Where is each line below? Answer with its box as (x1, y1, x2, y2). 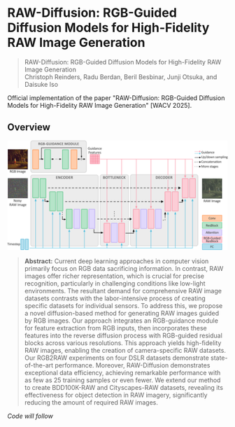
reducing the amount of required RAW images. (24, 398, 159, 407)
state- (211, 353, 228, 362)
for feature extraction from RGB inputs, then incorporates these (24, 323, 208, 332)
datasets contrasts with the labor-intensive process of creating (24, 294, 206, 302)
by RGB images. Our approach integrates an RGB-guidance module (24, 316, 219, 325)
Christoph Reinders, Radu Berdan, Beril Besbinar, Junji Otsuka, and (24, 72, 218, 81)
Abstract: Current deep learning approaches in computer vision (24, 257, 209, 265)
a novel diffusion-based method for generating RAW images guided (24, 309, 220, 317)
